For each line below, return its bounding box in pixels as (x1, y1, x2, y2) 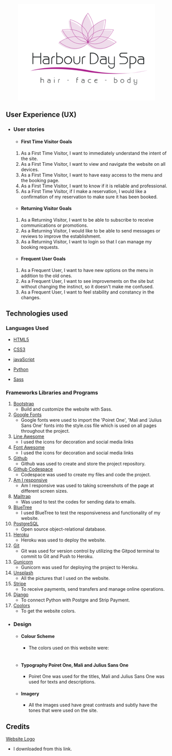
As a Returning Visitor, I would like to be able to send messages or (20, 227, 161, 234)
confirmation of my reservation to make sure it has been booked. (20, 193, 158, 200)
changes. (20, 294, 41, 300)
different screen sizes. (20, 488, 68, 494)
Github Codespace (13, 466, 53, 472)
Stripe (13, 580, 26, 587)
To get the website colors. (20, 608, 76, 614)
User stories (13, 126, 45, 133)
